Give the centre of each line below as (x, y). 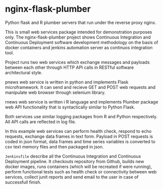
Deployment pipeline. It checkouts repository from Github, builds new (75, 161)
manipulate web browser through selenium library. (55, 92)
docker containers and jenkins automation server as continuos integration (79, 47)
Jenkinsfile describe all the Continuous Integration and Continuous (73, 156)
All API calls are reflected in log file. (41, 122)
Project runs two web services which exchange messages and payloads (77, 62)
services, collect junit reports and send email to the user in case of (72, 177)
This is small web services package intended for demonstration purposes (79, 32)
